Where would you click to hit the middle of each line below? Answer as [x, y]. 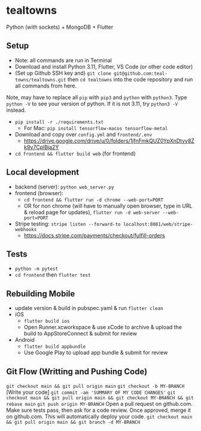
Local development [43, 172]
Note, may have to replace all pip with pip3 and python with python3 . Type [97, 97]
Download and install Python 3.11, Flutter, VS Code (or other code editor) [104, 66]
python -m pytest [36, 269]
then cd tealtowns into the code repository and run [130, 79]
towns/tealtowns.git [40, 80]
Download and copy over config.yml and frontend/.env [83, 134]
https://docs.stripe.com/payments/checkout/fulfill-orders [95, 235]
